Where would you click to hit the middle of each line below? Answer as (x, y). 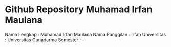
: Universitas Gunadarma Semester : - (45, 40)
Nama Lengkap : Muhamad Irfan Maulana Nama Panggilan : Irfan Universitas (85, 34)
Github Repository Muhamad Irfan (79, 9)
